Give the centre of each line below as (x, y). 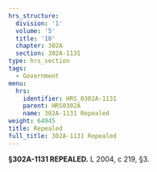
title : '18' (36, 38)
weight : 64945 (32, 121)
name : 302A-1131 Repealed (66, 114)
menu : (17, 83)
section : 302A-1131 (48, 53)
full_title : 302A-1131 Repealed (62, 136)
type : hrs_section (39, 61)
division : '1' (39, 23)
